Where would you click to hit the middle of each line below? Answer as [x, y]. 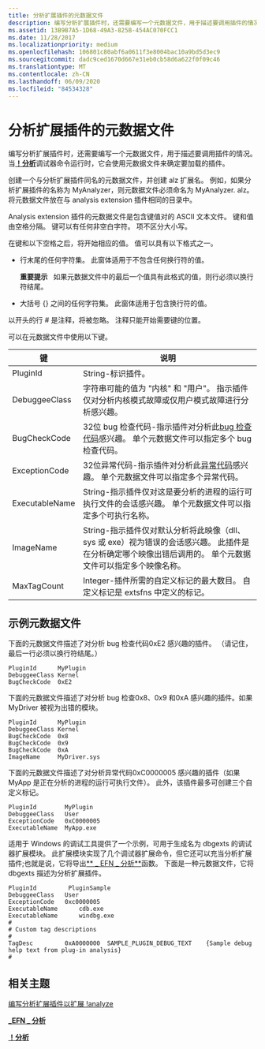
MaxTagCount [38, 586]
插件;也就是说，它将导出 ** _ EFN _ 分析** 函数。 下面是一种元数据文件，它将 [131, 864]
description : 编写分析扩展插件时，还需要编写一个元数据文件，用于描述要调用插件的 [128, 23]
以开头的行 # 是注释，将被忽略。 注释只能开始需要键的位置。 [106, 320]
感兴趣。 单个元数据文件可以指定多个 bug [175, 439]
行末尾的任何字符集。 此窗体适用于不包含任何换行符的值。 [114, 260]
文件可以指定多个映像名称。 [134, 566]
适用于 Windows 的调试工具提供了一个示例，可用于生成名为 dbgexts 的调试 [130, 844]
